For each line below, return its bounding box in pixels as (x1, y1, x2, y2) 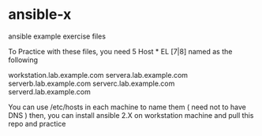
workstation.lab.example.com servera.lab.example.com (8, 70, 188, 79)
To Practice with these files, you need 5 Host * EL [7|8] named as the (8, 46, 233, 56)
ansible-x (8, 6, 72, 24)
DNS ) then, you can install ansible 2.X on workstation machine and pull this (8, 110, 254, 119)
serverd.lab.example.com (8, 86, 91, 96)
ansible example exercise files (8, 31, 107, 41)
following (8, 55, 38, 64)
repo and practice (8, 119, 66, 128)
